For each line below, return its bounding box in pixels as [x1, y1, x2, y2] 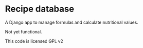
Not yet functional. [5, 29, 42, 34]
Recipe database [5, 3, 74, 15]
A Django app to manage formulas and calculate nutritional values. [5, 19, 139, 25]
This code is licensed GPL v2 [5, 38, 63, 44]
